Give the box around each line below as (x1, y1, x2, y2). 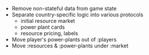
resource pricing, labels (20, 30, 79, 37)
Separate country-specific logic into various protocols (11, 11, 144, 18)
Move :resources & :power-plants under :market (11, 42, 129, 49)
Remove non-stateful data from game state (11, 5, 117, 12)
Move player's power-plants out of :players (11, 36, 117, 43)
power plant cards (20, 23, 65, 30)
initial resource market (20, 18, 75, 24)
